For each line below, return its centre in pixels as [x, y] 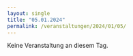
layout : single [29, 13]
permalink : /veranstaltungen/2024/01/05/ [67, 26]
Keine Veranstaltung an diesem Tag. [58, 46]
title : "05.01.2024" [36, 20]
